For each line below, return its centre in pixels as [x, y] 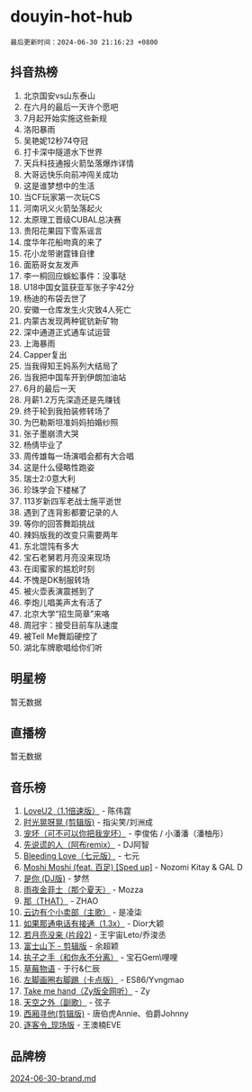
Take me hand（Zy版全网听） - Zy [87, 991]
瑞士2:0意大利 [49, 478]
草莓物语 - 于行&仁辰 [62, 969]
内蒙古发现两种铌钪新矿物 [71, 321]
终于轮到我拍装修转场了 [67, 411]
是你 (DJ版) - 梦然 [56, 878]
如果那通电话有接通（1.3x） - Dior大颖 [94, 924]
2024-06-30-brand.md [54, 1078]
